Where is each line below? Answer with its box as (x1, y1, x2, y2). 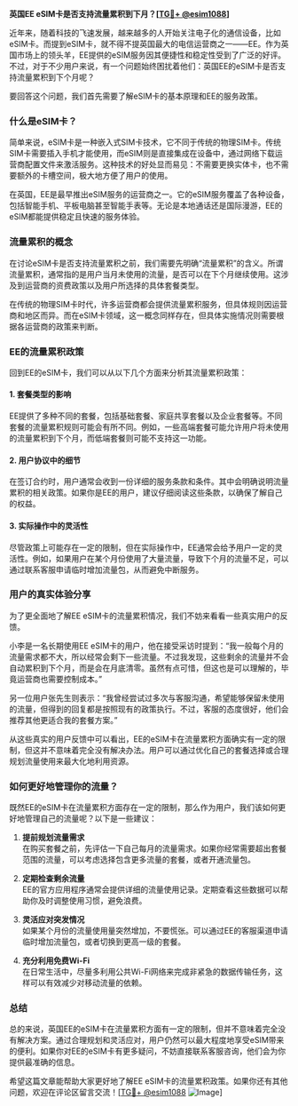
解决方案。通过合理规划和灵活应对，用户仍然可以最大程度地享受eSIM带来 (16, 1035, 285, 1046)
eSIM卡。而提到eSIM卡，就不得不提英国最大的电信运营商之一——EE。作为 (9, 39, 281, 49)
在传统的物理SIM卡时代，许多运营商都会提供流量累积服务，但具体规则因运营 (9, 298, 288, 309)
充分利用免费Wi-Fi (21, 955, 90, 967)
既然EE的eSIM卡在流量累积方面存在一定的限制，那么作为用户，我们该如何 (9, 802, 278, 813)
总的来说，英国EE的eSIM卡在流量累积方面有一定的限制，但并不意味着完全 (9, 1023, 278, 1034)
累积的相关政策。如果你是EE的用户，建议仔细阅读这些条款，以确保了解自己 (9, 488, 283, 498)
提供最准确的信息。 (9, 1057, 80, 1068)
